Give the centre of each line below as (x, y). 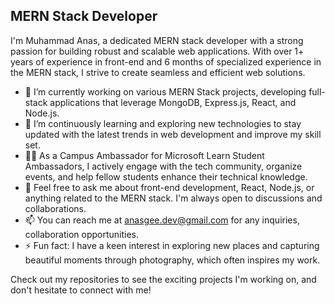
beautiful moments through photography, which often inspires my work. (172, 260)
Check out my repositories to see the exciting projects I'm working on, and (163, 279)
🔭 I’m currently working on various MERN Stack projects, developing (165, 91)
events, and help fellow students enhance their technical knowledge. (166, 176)
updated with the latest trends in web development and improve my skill (173, 134)
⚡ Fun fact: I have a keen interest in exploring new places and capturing (172, 245)
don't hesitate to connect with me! (81, 290)
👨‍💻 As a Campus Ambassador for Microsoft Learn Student (144, 155)
